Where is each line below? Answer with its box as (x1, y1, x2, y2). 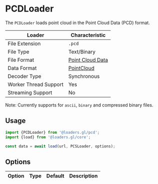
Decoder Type (8, 72, 42, 79)
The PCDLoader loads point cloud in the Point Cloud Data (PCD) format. (5, 20, 150, 26)
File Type (8, 48, 30, 55)
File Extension (8, 40, 41, 47)
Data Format (8, 64, 37, 71)
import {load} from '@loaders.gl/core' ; (5, 134, 91, 140)
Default (46, 172, 65, 179)
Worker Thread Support (8, 81, 64, 88)
